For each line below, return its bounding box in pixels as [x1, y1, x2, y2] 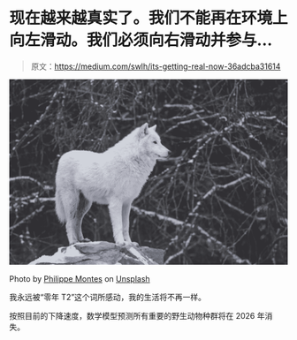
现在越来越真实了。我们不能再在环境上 [9, 8, 289, 28]
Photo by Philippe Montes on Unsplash [9, 274, 150, 284]
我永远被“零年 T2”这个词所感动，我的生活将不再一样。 [9, 292, 206, 303]
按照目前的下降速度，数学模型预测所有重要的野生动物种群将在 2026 [9, 311, 255, 321]
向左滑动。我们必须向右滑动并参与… [9, 30, 273, 50]
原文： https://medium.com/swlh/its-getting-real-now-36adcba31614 [30, 61, 281, 72]
